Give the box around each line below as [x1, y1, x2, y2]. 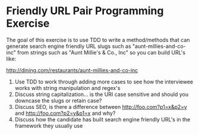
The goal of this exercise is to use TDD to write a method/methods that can [6, 36, 190, 43]
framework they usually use [14, 122, 83, 129]
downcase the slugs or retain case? [14, 97, 102, 104]
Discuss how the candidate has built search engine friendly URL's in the [14, 115, 191, 123]
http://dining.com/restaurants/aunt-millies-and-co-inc [6, 66, 138, 73]
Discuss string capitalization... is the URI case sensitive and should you [14, 91, 189, 98]
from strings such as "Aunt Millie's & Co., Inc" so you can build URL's [17, 49, 186, 56]
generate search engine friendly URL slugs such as [6, 43, 132, 50]
